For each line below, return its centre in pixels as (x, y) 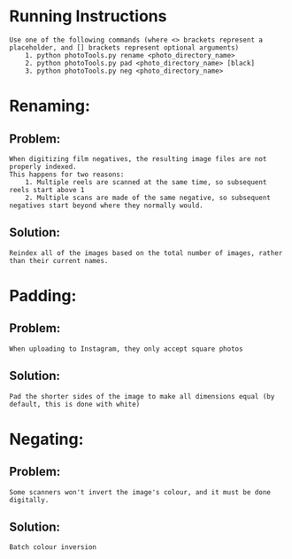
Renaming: (50, 106)
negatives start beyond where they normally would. (106, 206)
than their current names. (59, 260)
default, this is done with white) (75, 404)
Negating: (46, 439)
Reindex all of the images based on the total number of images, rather (146, 253)
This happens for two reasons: (67, 175)
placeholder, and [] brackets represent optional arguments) (124, 47)
